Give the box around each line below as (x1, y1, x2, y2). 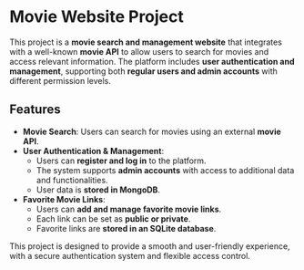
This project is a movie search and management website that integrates (9, 36, 282, 47)
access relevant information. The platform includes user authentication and (9, 56, 295, 67)
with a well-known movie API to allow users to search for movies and (9, 46, 269, 57)
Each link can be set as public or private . (35, 213, 191, 224)
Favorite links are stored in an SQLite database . (35, 223, 217, 234)
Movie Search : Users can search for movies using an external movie (22, 126, 282, 137)
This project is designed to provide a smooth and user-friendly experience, (9, 240, 290, 252)
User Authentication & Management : (22, 145, 165, 156)
